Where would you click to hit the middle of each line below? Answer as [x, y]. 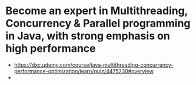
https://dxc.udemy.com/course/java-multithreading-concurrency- [94, 65]
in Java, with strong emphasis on [88, 36]
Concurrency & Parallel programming [98, 23]
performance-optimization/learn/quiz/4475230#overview [84, 71]
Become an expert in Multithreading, [97, 11]
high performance [51, 49]
